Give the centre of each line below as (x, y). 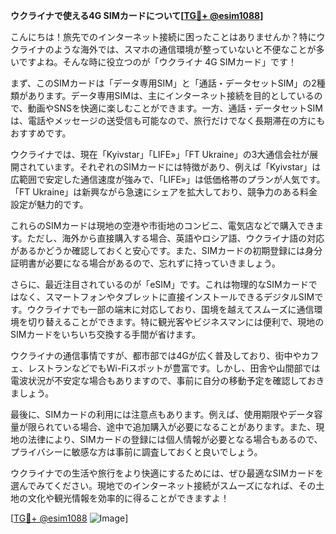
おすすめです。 (41, 133)
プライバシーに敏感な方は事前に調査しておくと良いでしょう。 (136, 452)
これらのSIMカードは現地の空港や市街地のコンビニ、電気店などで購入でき (163, 225)
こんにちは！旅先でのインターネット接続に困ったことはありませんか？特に (163, 37)
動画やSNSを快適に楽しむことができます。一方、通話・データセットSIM (175, 108)
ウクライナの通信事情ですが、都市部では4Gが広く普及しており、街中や (156, 355)
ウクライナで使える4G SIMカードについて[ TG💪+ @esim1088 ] (137, 15)
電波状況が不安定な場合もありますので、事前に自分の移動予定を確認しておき (167, 380)
